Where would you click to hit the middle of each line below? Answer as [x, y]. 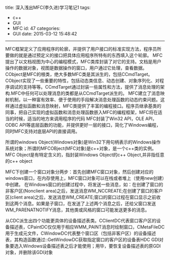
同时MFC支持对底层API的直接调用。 [42, 131]
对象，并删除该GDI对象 [29, 252]
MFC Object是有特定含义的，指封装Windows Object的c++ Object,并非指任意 [85, 155]
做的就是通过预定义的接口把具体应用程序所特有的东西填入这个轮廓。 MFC [86, 55]
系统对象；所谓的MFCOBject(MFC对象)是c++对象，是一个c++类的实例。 [81, 148]
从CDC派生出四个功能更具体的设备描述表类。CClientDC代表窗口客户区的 [81, 220]
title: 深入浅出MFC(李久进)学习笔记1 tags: [48, 7]
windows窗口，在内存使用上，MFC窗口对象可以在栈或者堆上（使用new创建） [85, 178]
